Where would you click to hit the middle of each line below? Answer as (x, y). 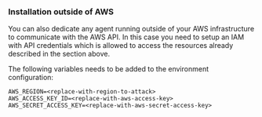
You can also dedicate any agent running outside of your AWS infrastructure (131, 29)
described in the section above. (59, 54)
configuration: (31, 78)
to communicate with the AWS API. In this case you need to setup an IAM (126, 37)
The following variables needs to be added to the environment (109, 69)
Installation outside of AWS (61, 12)
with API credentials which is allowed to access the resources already (121, 46)
